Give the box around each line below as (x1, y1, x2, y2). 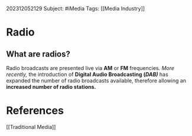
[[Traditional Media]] (6, 123, 56, 130)
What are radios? (6, 49, 71, 59)
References (6, 104, 64, 117)
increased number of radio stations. (6, 84, 96, 90)
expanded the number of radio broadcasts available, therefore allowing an (6, 77, 187, 84)
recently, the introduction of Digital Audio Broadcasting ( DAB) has (6, 71, 168, 78)
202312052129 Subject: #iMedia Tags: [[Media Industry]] (6, 5, 145, 12)
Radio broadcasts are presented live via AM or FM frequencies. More (6, 65, 175, 71)
